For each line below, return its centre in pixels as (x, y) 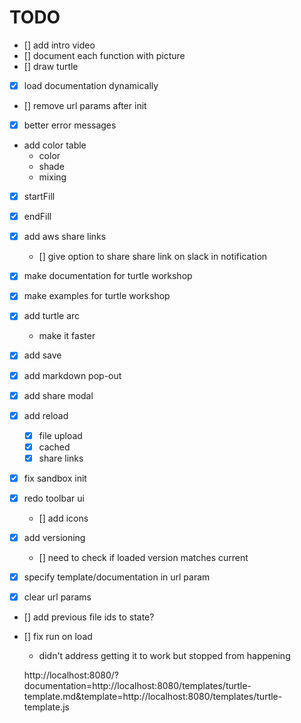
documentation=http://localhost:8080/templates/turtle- (137, 686)
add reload (46, 415)
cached (54, 447)
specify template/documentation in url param (117, 577)
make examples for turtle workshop (97, 296)
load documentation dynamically (91, 85)
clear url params (57, 597)
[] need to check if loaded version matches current (143, 558)
